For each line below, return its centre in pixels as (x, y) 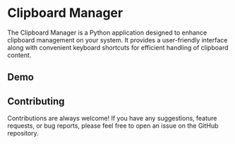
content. (19, 55)
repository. (23, 133)
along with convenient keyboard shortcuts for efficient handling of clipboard (118, 47)
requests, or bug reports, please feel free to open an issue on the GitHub (113, 126)
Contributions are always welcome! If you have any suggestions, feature (112, 119)
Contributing (36, 101)
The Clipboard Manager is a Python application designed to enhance (107, 32)
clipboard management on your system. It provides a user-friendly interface (117, 40)
